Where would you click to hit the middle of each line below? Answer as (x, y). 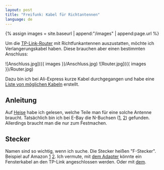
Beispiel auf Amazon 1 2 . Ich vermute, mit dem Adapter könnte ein (73, 156)
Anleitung (21, 100)
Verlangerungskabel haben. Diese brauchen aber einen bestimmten (75, 49)
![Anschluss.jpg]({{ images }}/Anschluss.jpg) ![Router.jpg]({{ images (76, 64)
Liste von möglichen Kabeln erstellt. (42, 84)
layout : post (19, 10)
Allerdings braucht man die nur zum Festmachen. (56, 123)
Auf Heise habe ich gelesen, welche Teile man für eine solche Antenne (78, 112)
